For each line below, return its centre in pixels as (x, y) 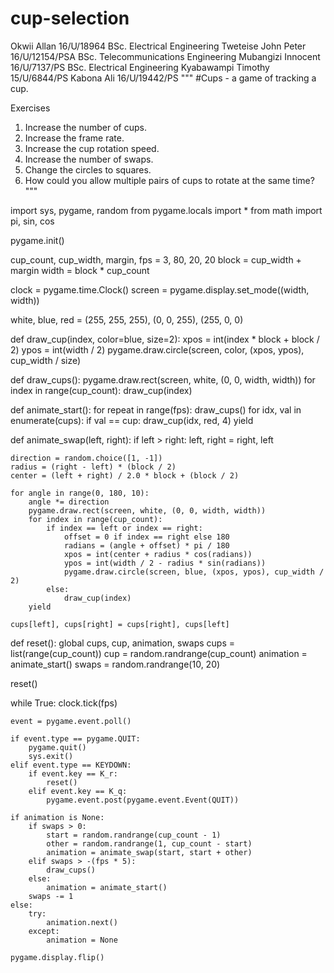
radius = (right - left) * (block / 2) (93, 467)
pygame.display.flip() (57, 957)
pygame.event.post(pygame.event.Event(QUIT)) (143, 800)
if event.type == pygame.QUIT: (75, 738)
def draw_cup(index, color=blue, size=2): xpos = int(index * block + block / (165, 339)
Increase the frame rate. (74, 138)
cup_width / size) (46, 360)
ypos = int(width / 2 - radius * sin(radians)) (165, 563)
